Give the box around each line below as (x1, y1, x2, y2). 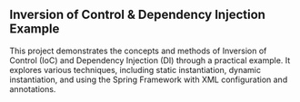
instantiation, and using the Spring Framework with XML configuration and (9, 74, 288, 85)
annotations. (9, 83, 56, 94)
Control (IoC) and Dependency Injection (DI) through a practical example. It (9, 54, 291, 66)
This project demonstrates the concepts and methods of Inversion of (9, 45, 267, 56)
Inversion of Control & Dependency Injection (9, 7, 266, 23)
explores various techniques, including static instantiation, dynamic (9, 64, 262, 75)
